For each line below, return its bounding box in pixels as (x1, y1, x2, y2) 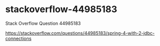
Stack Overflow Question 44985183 (5, 20, 81, 26)
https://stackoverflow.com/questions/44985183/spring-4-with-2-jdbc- (5, 30, 155, 36)
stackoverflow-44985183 (5, 4, 117, 15)
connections (5, 35, 32, 41)
